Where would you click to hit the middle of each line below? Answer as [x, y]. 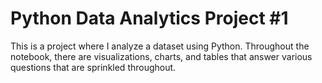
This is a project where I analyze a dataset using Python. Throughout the [160, 46]
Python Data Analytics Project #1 [149, 18]
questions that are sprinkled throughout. [93, 67]
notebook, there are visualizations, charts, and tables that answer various [161, 56]
